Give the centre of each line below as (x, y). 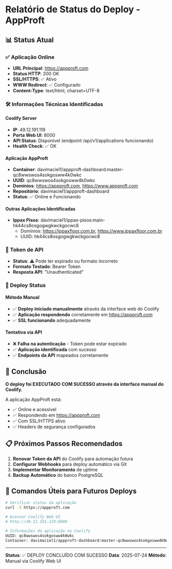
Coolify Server (21, 118)
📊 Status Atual (30, 40)
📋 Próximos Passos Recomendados (64, 444)
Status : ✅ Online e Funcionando (47, 197)
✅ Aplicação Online (30, 57)
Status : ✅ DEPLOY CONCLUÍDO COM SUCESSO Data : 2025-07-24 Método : (86, 555)
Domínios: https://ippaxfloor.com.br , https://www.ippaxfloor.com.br (91, 231)
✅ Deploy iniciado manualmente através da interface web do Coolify (86, 309)
